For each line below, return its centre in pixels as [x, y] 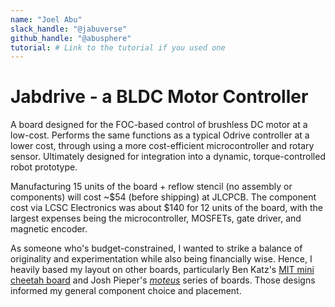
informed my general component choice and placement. [126, 291]
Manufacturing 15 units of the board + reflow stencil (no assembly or [151, 187]
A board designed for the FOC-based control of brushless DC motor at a [159, 125]
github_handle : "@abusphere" [71, 38]
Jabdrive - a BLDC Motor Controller [159, 97]
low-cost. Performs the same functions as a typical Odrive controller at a [160, 135]
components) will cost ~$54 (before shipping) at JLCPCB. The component [163, 197]
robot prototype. [44, 167]
